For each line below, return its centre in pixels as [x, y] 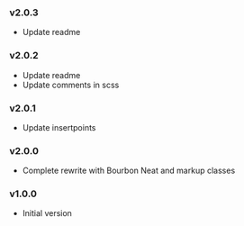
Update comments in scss [71, 85]
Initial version [47, 213]
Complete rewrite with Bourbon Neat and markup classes [129, 171]
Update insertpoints [59, 127]
